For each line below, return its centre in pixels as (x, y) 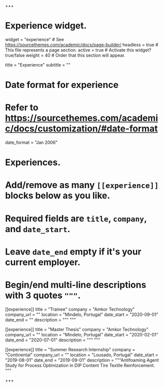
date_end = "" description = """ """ (41, 320)
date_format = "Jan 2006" (31, 142)
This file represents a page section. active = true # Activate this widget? (78, 50)
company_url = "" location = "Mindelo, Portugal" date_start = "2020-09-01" (82, 314)
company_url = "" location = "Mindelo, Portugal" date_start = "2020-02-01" (82, 334)
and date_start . (38, 229)
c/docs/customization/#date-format (82, 129)
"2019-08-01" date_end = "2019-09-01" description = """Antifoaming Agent (82, 360)
